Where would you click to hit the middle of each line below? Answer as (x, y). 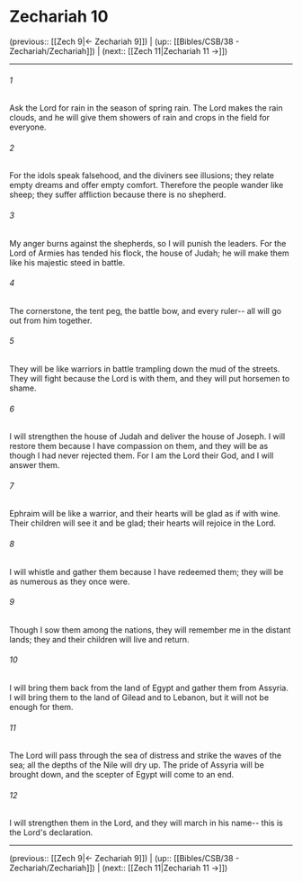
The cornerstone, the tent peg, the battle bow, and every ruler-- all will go (145, 310)
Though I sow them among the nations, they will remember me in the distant (150, 630)
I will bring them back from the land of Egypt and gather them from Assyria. (149, 688)
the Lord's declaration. (51, 832)
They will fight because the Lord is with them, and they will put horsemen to (150, 378)
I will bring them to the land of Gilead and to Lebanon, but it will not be (139, 697)
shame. (23, 388)
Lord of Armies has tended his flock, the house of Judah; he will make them (149, 253)
